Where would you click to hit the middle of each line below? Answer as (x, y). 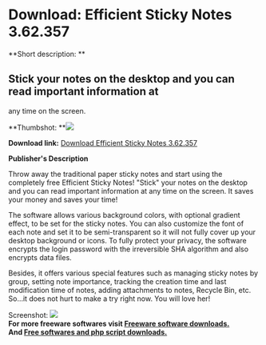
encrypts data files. (40, 257)
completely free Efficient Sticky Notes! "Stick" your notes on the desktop (128, 183)
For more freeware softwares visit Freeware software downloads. (119, 323)
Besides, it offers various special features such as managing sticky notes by (133, 273)
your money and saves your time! (63, 199)
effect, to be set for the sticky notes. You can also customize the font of (126, 223)
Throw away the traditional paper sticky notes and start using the (115, 174)
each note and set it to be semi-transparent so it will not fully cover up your (132, 232)
